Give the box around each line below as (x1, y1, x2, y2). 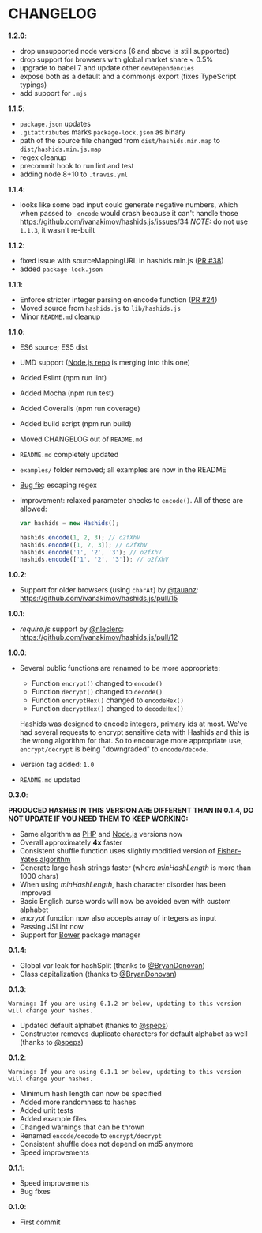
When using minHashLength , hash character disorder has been (19, 879, 226, 890)
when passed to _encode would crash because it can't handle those (19, 208, 238, 217)
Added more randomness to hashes (19, 1097, 137, 1107)
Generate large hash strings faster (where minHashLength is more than (19, 863, 252, 872)
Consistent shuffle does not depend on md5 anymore (19, 1140, 193, 1149)
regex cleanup (19, 152, 67, 162)
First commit (19, 1217, 61, 1227)
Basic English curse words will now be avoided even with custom (19, 897, 231, 906)
